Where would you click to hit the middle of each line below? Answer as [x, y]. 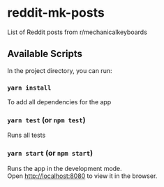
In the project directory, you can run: [60, 70]
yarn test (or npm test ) [46, 120]
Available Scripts [45, 54]
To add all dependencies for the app [59, 102]
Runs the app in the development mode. [65, 168]
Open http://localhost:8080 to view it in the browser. [82, 176]
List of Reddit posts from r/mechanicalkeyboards [77, 32]
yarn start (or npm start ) [50, 153]
